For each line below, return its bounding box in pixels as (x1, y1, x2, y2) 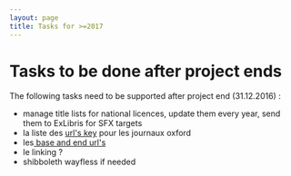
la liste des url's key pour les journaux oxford (22, 128, 192, 139)
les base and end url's (22, 137, 106, 148)
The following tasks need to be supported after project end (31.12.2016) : (9, 91, 282, 102)
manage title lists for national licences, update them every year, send (22, 108, 281, 119)
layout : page (9, 13, 59, 23)
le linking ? (22, 147, 64, 158)
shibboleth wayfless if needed (22, 156, 136, 168)
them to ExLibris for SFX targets (22, 118, 143, 129)
